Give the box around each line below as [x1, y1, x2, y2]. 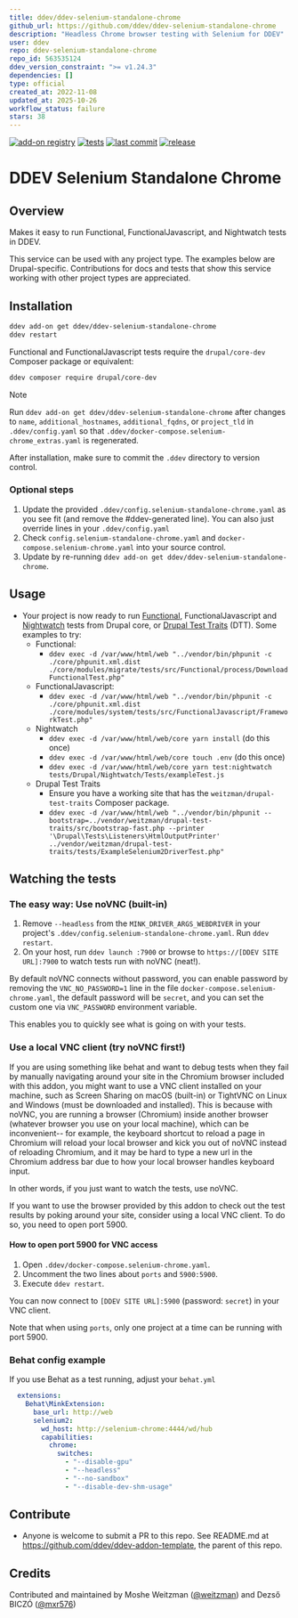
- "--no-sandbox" [65, 1474, 129, 1483]
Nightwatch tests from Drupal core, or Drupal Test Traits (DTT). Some [21, 620, 278, 630]
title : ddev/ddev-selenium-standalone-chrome [9, 12, 181, 22]
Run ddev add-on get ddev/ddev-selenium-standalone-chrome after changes [9, 406, 286, 417]
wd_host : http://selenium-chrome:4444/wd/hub [41, 1424, 213, 1434]
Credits [9, 1565, 52, 1581]
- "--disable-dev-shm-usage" [65, 1482, 173, 1492]
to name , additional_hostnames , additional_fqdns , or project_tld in [9, 416, 254, 427]
